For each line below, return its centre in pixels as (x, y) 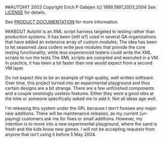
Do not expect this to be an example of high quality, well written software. (80, 78)
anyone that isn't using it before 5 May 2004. (51, 134)
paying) (13, 119)
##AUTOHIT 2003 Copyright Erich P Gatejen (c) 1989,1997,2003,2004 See (81, 7)
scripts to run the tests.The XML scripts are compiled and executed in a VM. (82, 58)
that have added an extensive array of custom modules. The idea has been (81, 42)
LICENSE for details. (26, 12)
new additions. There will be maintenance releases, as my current (72, 113)
